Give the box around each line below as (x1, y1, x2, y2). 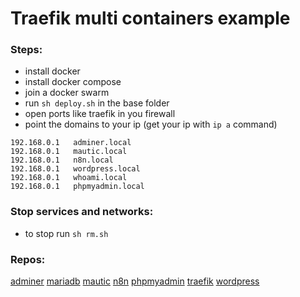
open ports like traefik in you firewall (24, 108, 176, 120)
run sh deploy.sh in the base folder (24, 97, 170, 109)
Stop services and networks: (10, 205, 154, 219)
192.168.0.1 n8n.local (10, 155, 114, 166)
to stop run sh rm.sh (24, 227, 109, 239)
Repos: (10, 252, 46, 266)
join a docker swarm (24, 87, 110, 99)
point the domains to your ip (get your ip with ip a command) (24, 118, 278, 131)
